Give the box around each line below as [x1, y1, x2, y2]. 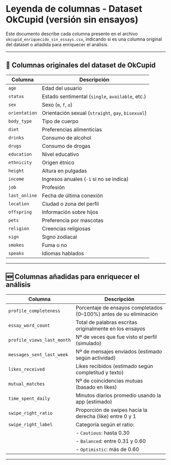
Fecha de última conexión [42, 192, 104, 199]
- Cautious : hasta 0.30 [76, 429, 130, 436]
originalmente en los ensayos [76, 325, 146, 332]
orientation [8, 110, 38, 116]
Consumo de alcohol [42, 134, 91, 141]
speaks [8, 250, 24, 256]
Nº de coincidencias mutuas [76, 377, 143, 384]
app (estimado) [76, 398, 113, 405]
